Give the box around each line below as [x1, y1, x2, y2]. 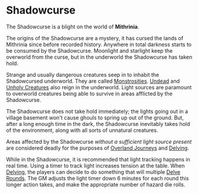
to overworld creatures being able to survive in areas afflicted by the [6, 90, 173, 97]
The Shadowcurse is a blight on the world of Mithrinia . [6, 23, 139, 30]
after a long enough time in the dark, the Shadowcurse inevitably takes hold [6, 120, 190, 127]
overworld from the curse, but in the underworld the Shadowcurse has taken [6, 53, 193, 60]
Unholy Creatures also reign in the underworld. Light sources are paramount [6, 83, 192, 90]
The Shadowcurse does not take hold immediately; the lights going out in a [6, 108, 188, 115]
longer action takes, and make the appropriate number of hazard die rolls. [6, 181, 186, 188]
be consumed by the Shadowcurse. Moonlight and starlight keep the [6, 47, 173, 54]
